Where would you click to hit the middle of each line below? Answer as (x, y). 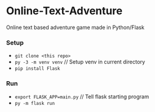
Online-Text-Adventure (64, 11)
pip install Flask (37, 69)
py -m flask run (35, 103)
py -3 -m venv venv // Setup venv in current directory (80, 62)
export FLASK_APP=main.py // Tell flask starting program (82, 97)
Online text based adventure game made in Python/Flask (75, 27)
